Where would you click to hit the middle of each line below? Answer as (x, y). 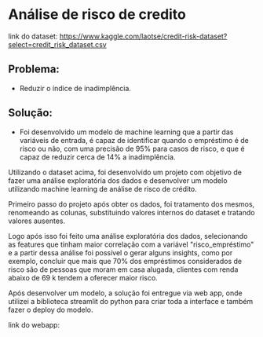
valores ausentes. (37, 221)
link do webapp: (34, 324)
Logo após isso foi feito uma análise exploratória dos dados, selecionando (128, 236)
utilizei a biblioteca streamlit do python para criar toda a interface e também (131, 301)
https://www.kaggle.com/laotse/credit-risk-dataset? (143, 36)
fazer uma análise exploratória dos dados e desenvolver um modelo (118, 180)
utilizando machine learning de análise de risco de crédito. (103, 189)
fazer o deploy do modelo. (51, 310)
